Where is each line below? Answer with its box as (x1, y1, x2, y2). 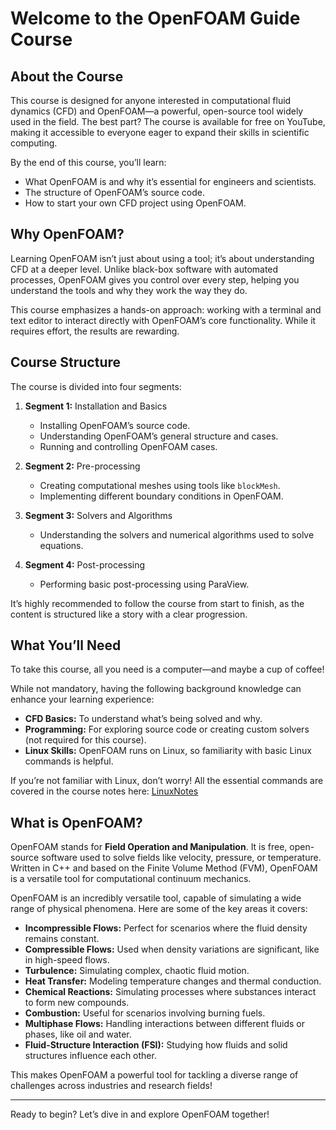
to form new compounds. (24, 997, 130, 1009)
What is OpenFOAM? (10, 814, 143, 831)
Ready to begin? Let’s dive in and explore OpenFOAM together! (10, 1108, 270, 1121)
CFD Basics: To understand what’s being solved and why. (24, 713, 263, 725)
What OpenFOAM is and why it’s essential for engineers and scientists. (24, 176, 317, 187)
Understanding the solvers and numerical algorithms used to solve (39, 528, 315, 541)
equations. (39, 539, 84, 551)
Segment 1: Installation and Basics (24, 400, 168, 412)
